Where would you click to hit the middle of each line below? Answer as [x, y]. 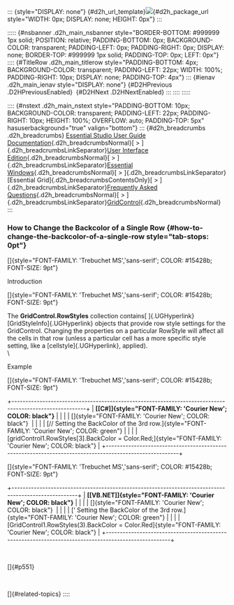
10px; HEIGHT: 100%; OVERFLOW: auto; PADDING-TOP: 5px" [117, 120]
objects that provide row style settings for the [160, 323]
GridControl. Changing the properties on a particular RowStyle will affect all [116, 331]
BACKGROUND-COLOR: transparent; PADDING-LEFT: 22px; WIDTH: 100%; [115, 70]
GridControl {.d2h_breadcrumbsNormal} [164, 202]
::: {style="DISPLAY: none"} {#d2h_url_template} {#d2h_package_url [108, 12]
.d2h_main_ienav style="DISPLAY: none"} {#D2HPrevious [90, 85]
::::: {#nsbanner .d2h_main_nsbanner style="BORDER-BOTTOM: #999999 [114, 33]
